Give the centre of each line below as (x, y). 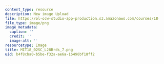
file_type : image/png (27, 23)
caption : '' (22, 32)
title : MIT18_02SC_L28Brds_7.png (39, 50)
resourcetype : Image (26, 45)
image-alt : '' (24, 41)
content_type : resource (29, 9)
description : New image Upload (37, 14)
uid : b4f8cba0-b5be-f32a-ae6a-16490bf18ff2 (50, 54)
